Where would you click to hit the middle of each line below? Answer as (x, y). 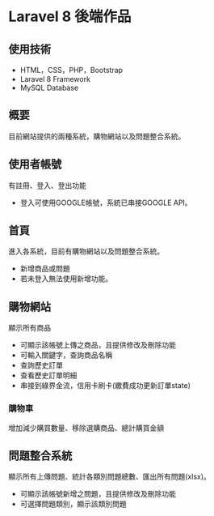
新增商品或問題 (45, 269)
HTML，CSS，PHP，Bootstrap (71, 70)
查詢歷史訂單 (41, 365)
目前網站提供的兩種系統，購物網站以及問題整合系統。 (97, 136)
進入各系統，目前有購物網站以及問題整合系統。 (86, 251)
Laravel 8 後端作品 (70, 17)
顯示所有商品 (29, 328)
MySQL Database (49, 87)
